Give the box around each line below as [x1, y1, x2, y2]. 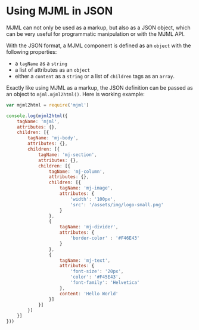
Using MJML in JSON [6, 4, 113, 18]
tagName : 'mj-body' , [27, 135, 79, 141]
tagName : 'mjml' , [17, 118, 60, 124]
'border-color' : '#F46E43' [70, 235, 140, 242]
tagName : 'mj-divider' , [59, 224, 119, 230]
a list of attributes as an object [14, 66, 91, 73]
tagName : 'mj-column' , [48, 169, 105, 175]
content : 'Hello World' [59, 291, 119, 297]
